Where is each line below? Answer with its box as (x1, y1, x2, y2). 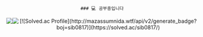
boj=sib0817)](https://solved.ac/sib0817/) (56, 24, 160, 31)
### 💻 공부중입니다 (80, 5, 124, 11)
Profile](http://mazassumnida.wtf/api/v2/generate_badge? (51, 17, 197, 24)
